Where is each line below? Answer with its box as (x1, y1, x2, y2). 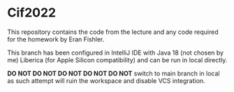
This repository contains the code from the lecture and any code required (7, 28, 219, 36)
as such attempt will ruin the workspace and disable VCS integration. (7, 76, 205, 84)
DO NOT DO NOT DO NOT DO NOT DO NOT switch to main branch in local (7, 69, 220, 77)
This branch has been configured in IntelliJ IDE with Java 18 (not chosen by (7, 48, 224, 57)
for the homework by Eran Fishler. (7, 35, 105, 43)
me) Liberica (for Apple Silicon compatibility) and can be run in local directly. (7, 55, 228, 64)
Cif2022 (7, 5, 57, 21)
